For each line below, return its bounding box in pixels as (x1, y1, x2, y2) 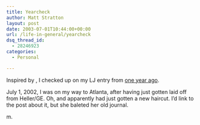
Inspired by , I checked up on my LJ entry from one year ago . (6, 76, 160, 84)
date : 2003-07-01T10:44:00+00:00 (6, 26, 91, 32)
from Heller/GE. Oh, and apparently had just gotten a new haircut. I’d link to (6, 95, 194, 102)
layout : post (6, 20, 40, 26)
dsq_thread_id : (6, 37, 45, 43)
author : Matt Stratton (6, 15, 64, 21)
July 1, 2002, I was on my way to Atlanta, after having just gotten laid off (6, 88, 187, 95)
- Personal (12, 54, 40, 60)
